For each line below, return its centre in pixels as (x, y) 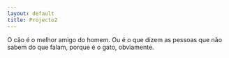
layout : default (31, 13)
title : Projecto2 (32, 20)
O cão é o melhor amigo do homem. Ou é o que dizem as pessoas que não (114, 39)
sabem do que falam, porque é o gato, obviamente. (81, 47)
